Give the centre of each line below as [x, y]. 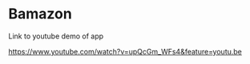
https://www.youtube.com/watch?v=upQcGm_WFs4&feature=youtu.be [125, 51]
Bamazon [40, 14]
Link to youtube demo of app [56, 36]
